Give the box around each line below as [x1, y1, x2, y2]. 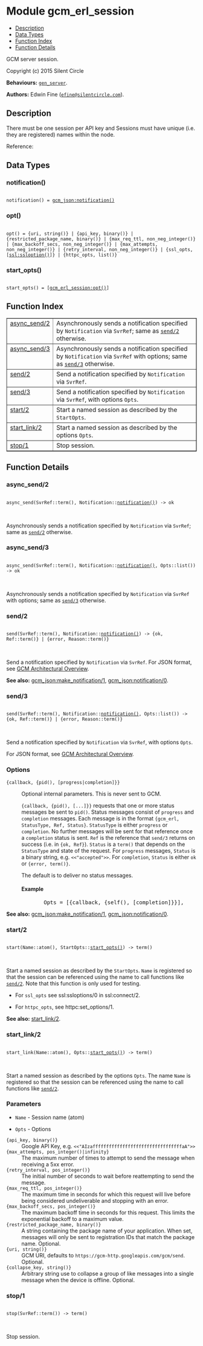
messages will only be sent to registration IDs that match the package [21, 1233, 195, 1240]
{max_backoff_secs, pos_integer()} [6, 1203, 96, 1209]
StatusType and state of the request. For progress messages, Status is [21, 847, 196, 854]
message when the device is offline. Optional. [21, 1276, 135, 1283]
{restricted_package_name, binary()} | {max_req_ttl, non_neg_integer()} [6, 235, 196, 242]
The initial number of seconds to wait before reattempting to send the [21, 1172, 195, 1180]
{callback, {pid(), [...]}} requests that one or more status [21, 802, 175, 809]
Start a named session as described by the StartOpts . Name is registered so [6, 967, 192, 975]
